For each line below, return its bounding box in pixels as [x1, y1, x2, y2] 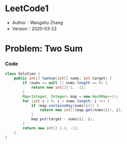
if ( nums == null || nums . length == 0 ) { [22, 81, 108, 86]
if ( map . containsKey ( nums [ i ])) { [31, 103, 99, 108]
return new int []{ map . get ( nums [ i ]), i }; [39, 108, 123, 112]
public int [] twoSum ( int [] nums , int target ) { [14, 76, 112, 81]
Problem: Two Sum [5, 43, 83, 54]
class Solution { [5, 72, 40, 76]
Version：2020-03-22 [12, 25, 57, 32]
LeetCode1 [5, 3, 49, 14]
